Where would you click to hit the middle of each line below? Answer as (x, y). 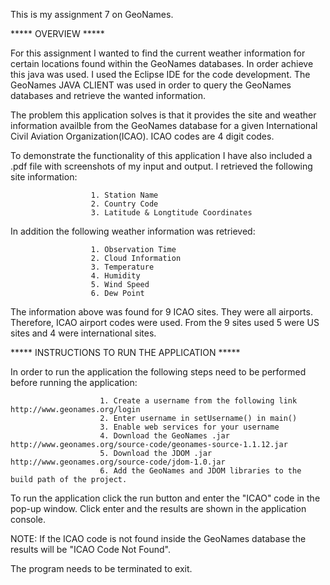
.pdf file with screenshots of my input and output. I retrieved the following (161, 166)
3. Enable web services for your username (189, 427)
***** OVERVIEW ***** (57, 33)
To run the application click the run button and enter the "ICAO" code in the (165, 498)
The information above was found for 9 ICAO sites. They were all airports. (161, 312)
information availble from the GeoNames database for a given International (164, 125)
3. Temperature (122, 267)
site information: (44, 177)
